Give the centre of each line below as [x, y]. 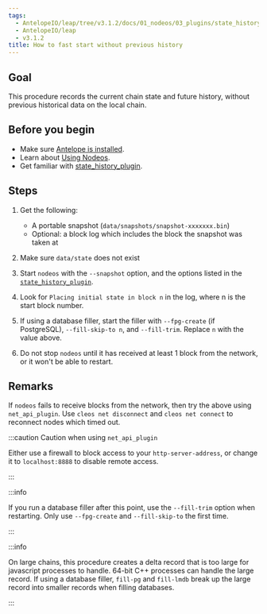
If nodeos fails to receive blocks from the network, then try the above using [130, 405]
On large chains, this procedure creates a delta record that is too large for [129, 562]
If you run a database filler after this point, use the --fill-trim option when [132, 508]
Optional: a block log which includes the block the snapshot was [137, 234]
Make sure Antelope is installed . [72, 149]
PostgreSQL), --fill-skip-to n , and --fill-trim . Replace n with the [132, 329]
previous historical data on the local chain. [77, 105]
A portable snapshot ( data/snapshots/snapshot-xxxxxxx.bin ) [131, 225]
